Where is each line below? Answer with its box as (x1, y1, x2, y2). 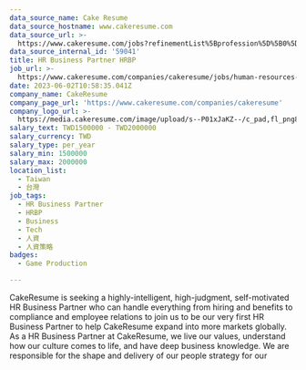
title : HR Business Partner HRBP (9, 56, 137, 65)
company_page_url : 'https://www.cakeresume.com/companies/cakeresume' (9, 98, 283, 108)
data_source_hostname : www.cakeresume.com (9, 22, 173, 31)
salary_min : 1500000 (9, 149, 88, 158)
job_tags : (9, 191, 47, 200)
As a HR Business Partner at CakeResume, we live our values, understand (9, 331, 286, 342)
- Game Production (17, 259, 88, 269)
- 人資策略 (17, 242, 54, 252)
